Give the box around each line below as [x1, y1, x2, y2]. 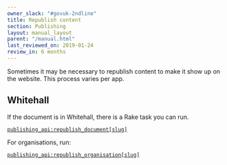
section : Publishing [7, 23, 67, 30]
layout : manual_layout [7, 29, 72, 36]
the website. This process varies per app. [7, 74, 125, 82]
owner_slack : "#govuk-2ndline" [7, 10, 97, 17]
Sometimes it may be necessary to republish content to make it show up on [7, 67, 221, 76]
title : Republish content [7, 16, 81, 23]
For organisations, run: [7, 138, 71, 146]
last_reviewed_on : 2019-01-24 [7, 42, 94, 49]
